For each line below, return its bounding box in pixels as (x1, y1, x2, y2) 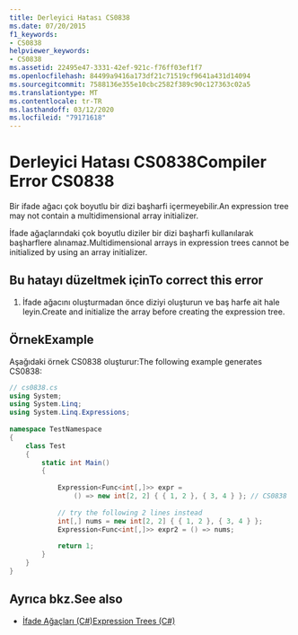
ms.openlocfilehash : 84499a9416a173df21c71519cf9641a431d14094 (9, 72, 251, 81)
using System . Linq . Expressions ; (9, 408, 130, 418)
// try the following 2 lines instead (57, 508, 203, 517)
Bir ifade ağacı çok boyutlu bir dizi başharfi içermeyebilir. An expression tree (9, 201, 289, 212)
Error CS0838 (9, 172, 115, 191)
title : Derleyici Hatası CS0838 (9, 13, 130, 22)
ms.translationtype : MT (9, 88, 99, 97)
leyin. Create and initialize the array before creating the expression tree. (22, 306, 285, 317)
